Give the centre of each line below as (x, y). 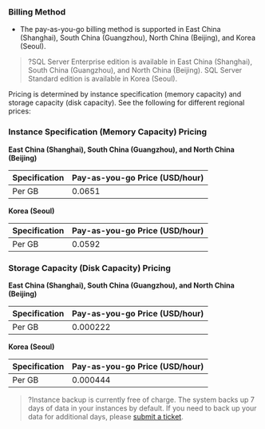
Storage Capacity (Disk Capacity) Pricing (90, 268)
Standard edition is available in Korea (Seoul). (103, 79)
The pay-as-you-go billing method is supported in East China (120, 30)
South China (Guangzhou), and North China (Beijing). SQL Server (135, 70)
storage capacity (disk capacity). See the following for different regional (127, 103)
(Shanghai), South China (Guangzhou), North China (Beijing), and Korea (138, 38)
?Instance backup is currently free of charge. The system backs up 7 (141, 399)
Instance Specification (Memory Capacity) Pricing (108, 132)
